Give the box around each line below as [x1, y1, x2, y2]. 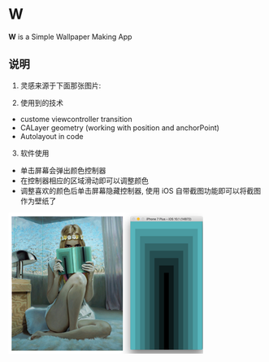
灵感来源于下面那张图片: [20, 81, 102, 90]
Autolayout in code [20, 131, 84, 141]
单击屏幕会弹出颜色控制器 [20, 165, 106, 175]
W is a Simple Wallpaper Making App [8, 32, 132, 41]
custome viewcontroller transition [20, 114, 132, 124]
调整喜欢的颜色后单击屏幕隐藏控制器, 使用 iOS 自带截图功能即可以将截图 [20, 185, 262, 195]
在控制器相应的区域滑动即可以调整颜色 [20, 176, 149, 185]
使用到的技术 [20, 98, 63, 107]
